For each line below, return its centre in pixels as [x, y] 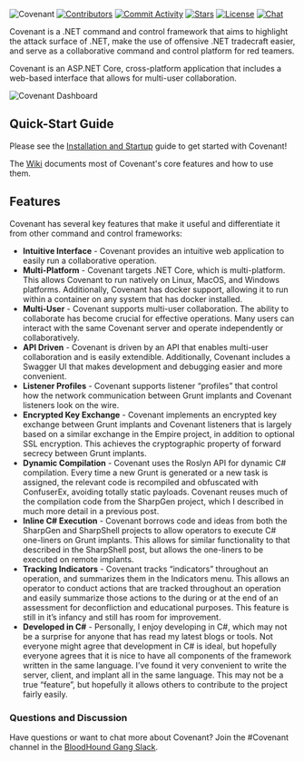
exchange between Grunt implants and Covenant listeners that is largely [157, 424]
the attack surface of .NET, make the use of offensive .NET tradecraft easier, [152, 41]
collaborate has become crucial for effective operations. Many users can [158, 318]
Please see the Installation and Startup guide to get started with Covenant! [148, 146]
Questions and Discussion [69, 717]
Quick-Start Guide [62, 124]
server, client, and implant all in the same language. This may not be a [153, 675]
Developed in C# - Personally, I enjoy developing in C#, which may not [155, 627]
